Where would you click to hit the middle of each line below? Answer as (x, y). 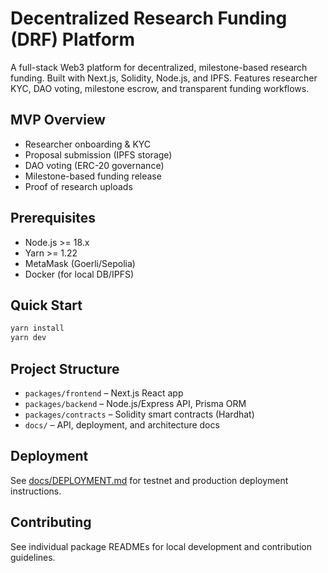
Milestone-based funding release (93, 176)
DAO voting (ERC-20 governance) (94, 165)
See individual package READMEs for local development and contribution (161, 546)
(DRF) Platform (72, 39)
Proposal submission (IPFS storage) (98, 154)
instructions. (36, 491)
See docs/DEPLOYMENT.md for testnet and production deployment (149, 480)
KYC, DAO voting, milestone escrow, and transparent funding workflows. (160, 88)
